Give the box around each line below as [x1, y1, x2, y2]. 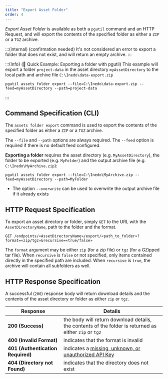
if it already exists [12, 191, 49, 197]
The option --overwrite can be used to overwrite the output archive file [12, 185, 160, 191]
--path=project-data [54, 85, 97, 90]
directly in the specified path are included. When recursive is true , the [5, 257, 151, 263]
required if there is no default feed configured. [5, 142, 101, 148]
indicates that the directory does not [63, 359, 149, 366]
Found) [7, 365, 25, 372]
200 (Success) [7, 322, 44, 329]
